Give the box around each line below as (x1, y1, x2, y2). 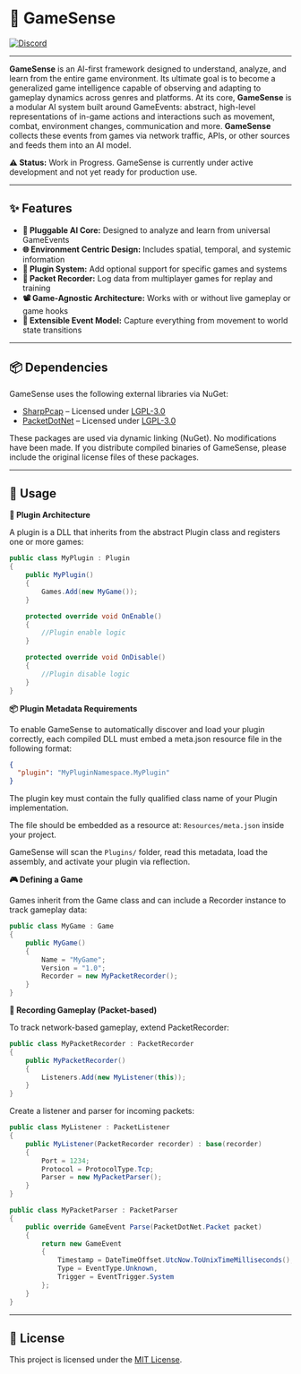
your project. (9, 829, 56, 841)
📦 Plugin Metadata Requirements (9, 703, 138, 713)
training (21, 282, 51, 293)
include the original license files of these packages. (9, 452, 200, 462)
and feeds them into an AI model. (9, 139, 132, 151)
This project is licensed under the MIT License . (9, 1354, 183, 1365)
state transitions (21, 324, 82, 335)
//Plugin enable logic (41, 628, 126, 637)
